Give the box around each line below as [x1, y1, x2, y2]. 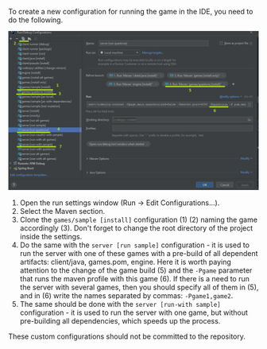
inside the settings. [19, 231, 83, 241]
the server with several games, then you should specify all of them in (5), [19, 282, 259, 292]
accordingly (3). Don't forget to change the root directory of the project [19, 223, 253, 233]
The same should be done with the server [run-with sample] [19, 299, 221, 308]
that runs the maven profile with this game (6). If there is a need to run [19, 273, 250, 283]
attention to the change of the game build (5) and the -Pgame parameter [19, 266, 253, 275]
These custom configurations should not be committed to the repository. [8, 332, 246, 341]
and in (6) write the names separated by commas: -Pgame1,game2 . [19, 290, 234, 301]
